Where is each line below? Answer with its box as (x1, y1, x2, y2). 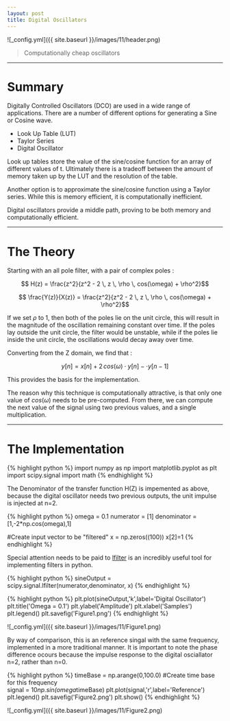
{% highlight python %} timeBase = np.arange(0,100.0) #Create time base (7, 671, 216, 680)
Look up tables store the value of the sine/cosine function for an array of (7, 157, 212, 165)
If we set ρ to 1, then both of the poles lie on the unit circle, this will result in (7, 314, 220, 322)
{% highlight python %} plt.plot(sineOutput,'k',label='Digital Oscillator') (7, 595, 207, 603)
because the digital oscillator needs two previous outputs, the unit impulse (7, 492, 217, 500)
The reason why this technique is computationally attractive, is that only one (7, 389, 222, 397)
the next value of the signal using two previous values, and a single (7, 403, 196, 412)
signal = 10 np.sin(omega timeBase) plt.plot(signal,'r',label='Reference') (7, 686, 205, 694)
